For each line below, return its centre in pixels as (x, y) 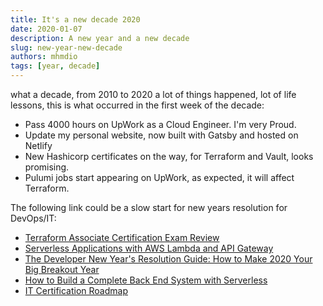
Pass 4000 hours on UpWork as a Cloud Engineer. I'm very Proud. (160, 124)
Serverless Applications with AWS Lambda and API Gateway (149, 248)
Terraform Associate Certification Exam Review (122, 237)
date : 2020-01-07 (46, 29)
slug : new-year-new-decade (66, 47)
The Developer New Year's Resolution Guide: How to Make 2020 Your (168, 259)
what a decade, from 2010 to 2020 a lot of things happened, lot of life (153, 94)
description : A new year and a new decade (100, 38)
